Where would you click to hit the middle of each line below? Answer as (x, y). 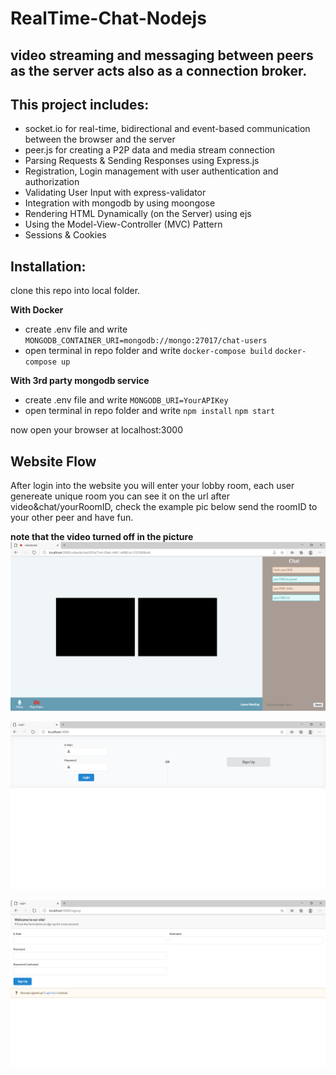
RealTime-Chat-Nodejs (108, 18)
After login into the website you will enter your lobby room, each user (152, 486)
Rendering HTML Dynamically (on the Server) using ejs (138, 214)
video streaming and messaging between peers (162, 55)
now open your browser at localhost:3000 (96, 430)
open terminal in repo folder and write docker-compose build (148, 351)
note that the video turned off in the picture (102, 537)
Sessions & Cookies (65, 235)
